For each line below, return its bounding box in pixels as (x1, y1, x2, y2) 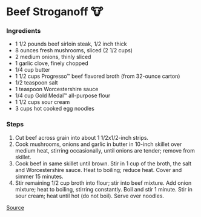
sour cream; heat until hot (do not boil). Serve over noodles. (15, 192, 165, 199)
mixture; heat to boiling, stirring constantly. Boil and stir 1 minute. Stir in (15, 185, 193, 193)
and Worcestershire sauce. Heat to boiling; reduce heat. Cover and (15, 166, 182, 173)
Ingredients (6, 27, 41, 35)
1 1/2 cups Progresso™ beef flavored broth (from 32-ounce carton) (15, 72, 180, 80)
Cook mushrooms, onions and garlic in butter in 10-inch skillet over (15, 140, 182, 148)
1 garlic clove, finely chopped (15, 60, 89, 67)
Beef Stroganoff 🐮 (6, 5, 104, 19)
